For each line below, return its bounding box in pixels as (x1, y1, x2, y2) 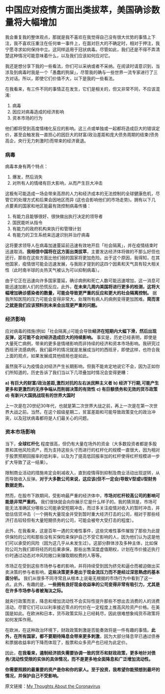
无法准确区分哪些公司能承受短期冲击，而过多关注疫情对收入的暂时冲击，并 (9, 504, 160, 511)
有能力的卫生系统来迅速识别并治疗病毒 (12, 232, 90, 238)
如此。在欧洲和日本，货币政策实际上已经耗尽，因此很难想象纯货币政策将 (13, 610, 160, 616)
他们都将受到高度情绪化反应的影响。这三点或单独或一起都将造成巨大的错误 (5, 125, 156, 131)
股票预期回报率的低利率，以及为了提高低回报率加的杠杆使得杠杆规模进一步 (9, 453, 160, 459)
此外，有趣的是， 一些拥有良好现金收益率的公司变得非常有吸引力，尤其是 (13, 581, 160, 587)
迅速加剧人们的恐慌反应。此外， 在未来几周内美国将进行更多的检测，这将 (9, 284, 156, 290)
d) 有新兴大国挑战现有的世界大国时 (5, 392, 75, 398)
